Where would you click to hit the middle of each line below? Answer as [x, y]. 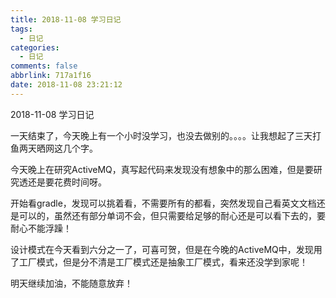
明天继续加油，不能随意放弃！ [71, 283]
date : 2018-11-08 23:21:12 [66, 85]
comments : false [44, 66]
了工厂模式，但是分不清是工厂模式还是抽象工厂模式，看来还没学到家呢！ [159, 262]
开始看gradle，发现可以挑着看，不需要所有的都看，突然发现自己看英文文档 [163, 203]
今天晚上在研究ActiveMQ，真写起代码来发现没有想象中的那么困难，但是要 [162, 169]
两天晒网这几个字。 [58, 148]
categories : [35, 47]
